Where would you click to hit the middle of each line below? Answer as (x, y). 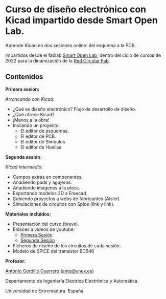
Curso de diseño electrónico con (76, 9)
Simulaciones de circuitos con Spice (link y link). (64, 204)
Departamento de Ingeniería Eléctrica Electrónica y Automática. (72, 281)
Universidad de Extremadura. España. (45, 291)
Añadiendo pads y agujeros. (42, 182)
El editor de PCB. (38, 136)
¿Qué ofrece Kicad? (33, 114)
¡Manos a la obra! (31, 120)
